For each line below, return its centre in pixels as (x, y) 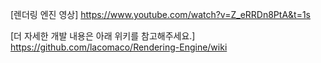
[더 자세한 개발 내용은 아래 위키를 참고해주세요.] (103, 36)
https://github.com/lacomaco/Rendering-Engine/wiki (119, 47)
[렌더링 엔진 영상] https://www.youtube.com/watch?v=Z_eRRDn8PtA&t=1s (160, 14)
